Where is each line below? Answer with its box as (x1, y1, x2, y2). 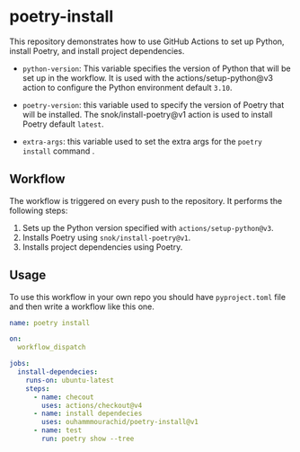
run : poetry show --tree (41, 434, 135, 444)
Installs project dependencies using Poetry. (22, 241, 183, 253)
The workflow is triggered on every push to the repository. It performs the (9, 195, 283, 206)
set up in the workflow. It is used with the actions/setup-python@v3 (22, 72, 274, 83)
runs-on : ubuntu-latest (25, 376, 115, 385)
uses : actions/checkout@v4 (41, 401, 143, 410)
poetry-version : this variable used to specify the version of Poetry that (22, 99, 285, 110)
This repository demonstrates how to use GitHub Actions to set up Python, (9, 36, 285, 47)
